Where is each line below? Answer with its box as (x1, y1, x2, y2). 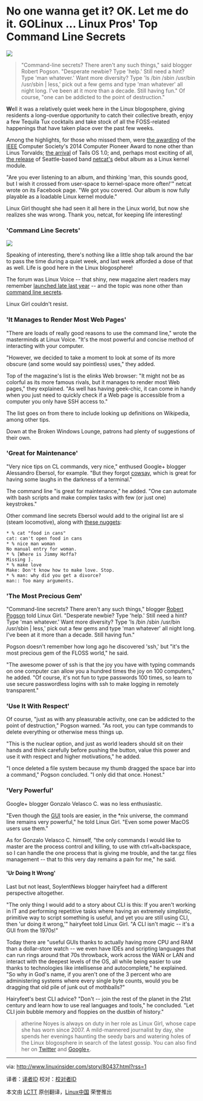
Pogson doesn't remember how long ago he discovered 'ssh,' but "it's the (6, 643, 190, 650)
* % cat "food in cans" (6, 530, 66, 536)
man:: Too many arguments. (6, 578, 74, 584)
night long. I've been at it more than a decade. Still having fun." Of (21, 87, 185, 94)
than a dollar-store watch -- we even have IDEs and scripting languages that (6, 945, 196, 952)
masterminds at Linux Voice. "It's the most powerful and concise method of (6, 336, 195, 343)
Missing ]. (6, 557, 34, 563)
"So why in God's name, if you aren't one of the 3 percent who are (6, 970, 172, 978)
